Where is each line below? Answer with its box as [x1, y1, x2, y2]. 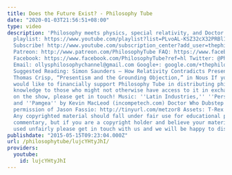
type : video [7, 23, 41, 30]
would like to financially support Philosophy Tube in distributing [13, 81, 215, 87]
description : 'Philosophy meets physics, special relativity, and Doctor [7, 29, 224, 37]
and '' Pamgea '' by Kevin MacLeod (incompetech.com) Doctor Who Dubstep [13, 100, 224, 107]
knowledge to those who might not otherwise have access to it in [13, 87, 209, 94]
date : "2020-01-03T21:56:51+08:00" [7, 17, 110, 23]
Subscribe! [13, 42, 45, 49]
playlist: [13, 36, 41, 43]
